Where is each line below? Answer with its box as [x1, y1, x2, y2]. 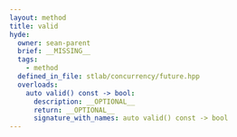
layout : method [9, 13, 67, 23]
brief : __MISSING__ [17, 47, 91, 56]
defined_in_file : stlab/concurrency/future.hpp [17, 72, 201, 81]
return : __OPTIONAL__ [33, 105, 116, 114]
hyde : [9, 30, 30, 39]
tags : [17, 55, 39, 64]
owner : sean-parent [17, 38, 91, 48]
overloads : [17, 80, 59, 89]
